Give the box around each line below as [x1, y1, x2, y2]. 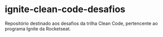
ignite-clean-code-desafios [5, 4, 126, 15]
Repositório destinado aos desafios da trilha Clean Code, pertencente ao [5, 20, 158, 26]
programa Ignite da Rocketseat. [5, 25, 71, 31]
